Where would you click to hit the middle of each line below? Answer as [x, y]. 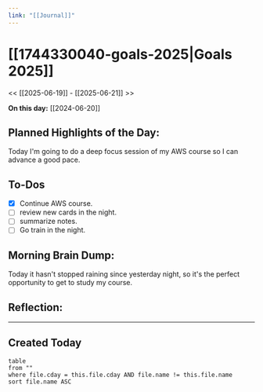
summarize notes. [48, 222]
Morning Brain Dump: [61, 255]
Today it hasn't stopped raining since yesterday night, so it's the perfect [124, 274]
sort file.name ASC [40, 382]
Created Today [45, 343]
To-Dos [27, 184]
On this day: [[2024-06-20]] [54, 108]
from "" [21, 368]
